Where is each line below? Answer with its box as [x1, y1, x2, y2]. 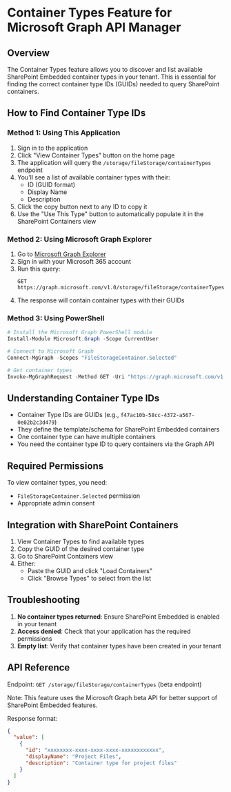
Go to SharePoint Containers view [17, 552, 114, 560]
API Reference [7, 661, 70, 674]
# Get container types [7, 367, 72, 374]
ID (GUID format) [27, 180, 76, 189]
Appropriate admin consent [17, 499, 95, 508]
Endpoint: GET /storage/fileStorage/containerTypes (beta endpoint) [7, 680, 202, 688]
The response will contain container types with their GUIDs [17, 296, 185, 305]
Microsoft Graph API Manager [7, 19, 181, 35]
